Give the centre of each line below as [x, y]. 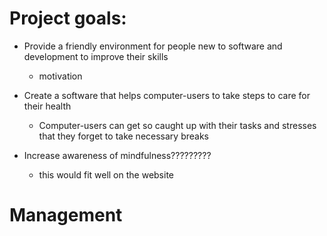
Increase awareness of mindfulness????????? [117, 155]
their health [47, 106]
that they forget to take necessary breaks [123, 136]
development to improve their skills [96, 56]
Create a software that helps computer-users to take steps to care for [167, 95]
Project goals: [68, 18]
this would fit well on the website [106, 174]
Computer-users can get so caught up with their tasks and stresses [177, 125]
